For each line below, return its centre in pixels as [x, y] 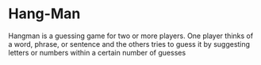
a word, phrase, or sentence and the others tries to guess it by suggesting [129, 44]
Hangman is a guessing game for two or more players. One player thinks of [131, 36]
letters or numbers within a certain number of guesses [97, 52]
